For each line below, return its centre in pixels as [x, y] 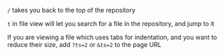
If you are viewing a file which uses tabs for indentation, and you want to [112, 37]
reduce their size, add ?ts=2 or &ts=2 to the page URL [84, 44]
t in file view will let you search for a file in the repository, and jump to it [111, 23]
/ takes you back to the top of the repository [71, 10]
